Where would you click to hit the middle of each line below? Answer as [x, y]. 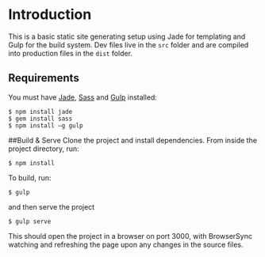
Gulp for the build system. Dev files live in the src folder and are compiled [129, 44]
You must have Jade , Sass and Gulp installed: [83, 97]
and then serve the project [52, 206]
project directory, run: [44, 149]
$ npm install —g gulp [46, 125]
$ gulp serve [30, 221]
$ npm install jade [40, 111]
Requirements [44, 78]
